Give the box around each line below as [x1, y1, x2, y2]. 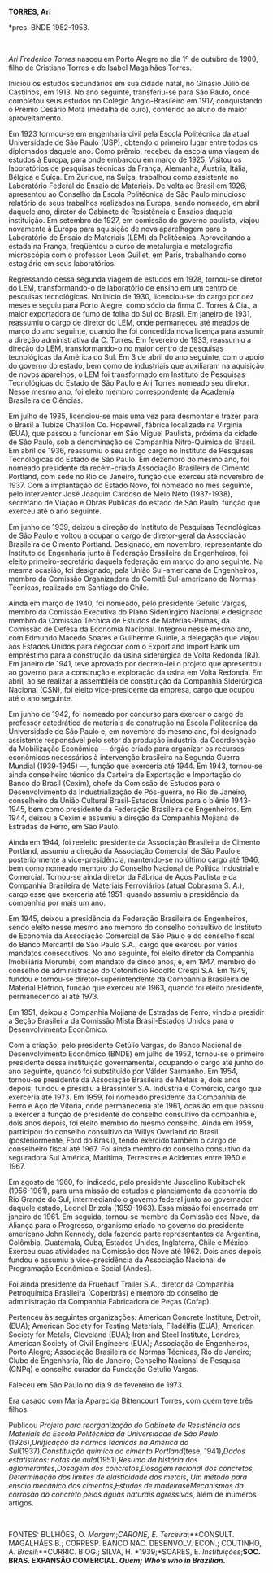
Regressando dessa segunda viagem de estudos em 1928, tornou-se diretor [8, 274, 262, 284]
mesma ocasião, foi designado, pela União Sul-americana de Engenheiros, [8, 566, 258, 575]
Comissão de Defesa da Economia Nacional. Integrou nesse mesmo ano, [8, 624, 252, 634]
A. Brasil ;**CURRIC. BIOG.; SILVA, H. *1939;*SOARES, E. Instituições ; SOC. [8, 1547, 262, 1557]
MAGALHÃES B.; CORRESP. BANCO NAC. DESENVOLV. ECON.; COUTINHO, [8, 1538, 262, 1548]
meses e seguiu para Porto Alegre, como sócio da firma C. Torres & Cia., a [8, 300, 258, 310]
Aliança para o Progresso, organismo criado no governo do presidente [8, 1221, 245, 1230]
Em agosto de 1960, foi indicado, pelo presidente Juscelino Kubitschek [8, 1178, 245, 1186]
